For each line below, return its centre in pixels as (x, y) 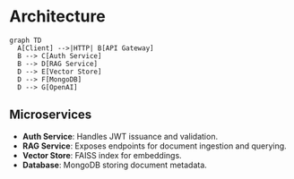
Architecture (57, 17)
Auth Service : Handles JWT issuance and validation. (120, 136)
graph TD (26, 40)
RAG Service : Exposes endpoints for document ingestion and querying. (154, 146)
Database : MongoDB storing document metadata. (115, 165)
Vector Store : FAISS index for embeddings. (102, 155)
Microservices (51, 115)
